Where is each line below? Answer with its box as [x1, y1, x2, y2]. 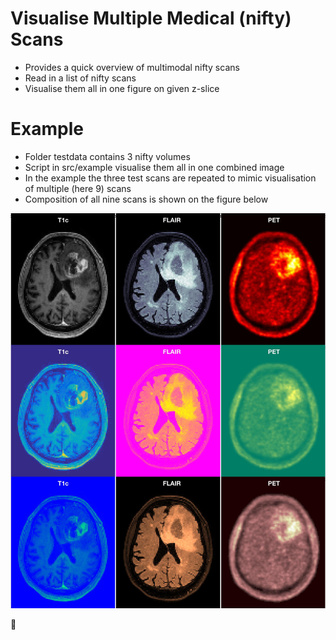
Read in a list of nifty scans [24, 72, 137, 84]
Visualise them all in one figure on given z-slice [24, 82, 220, 94]
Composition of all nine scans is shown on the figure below [24, 193, 269, 205]
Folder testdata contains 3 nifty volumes [24, 150, 191, 162]
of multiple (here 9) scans [24, 182, 132, 194]
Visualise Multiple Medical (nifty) [10, 7, 292, 30]
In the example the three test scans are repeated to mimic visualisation [24, 172, 317, 184]
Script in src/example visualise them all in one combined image [24, 161, 285, 173]
